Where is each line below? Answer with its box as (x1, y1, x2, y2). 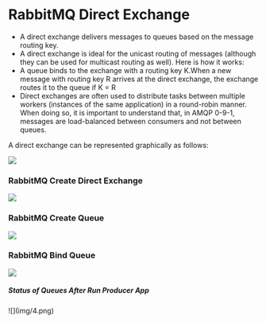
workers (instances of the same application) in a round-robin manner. (19, 99, 248, 109)
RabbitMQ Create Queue (8, 212, 105, 224)
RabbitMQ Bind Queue (8, 250, 96, 261)
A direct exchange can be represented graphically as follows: (8, 140, 209, 150)
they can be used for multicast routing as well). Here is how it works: (19, 57, 245, 67)
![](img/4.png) (8, 305, 54, 315)
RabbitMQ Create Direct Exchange (8, 175, 143, 186)
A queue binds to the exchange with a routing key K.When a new (19, 65, 232, 75)
